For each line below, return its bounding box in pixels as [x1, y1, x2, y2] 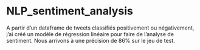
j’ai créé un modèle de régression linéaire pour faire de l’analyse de [6, 30, 174, 37]
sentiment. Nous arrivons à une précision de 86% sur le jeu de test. [6, 37, 175, 44]
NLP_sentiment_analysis [6, 4, 134, 18]
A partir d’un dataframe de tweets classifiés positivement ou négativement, [6, 24, 195, 31]
